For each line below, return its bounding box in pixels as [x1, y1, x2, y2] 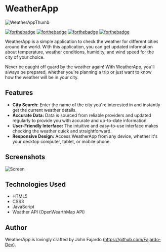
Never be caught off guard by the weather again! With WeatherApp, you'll [5, 64, 155, 70]
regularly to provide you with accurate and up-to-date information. [12, 117, 148, 124]
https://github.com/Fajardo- [104, 237, 161, 243]
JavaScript [12, 204, 35, 210]
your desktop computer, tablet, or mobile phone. [12, 138, 111, 144]
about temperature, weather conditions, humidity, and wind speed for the [5, 49, 154, 55]
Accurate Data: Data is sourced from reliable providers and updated [12, 112, 152, 118]
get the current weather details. [12, 107, 77, 113]
